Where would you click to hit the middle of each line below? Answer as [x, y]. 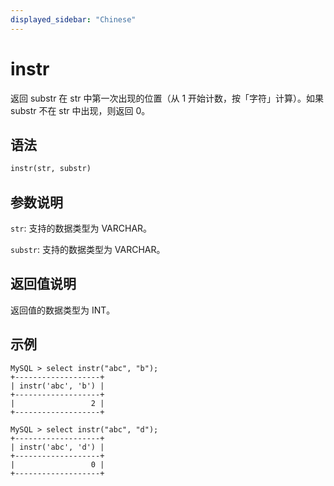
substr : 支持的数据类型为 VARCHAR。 [88, 250]
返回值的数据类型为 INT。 [63, 310]
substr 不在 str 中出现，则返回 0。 [80, 110]
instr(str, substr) [51, 169]
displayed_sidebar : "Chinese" [73, 19]
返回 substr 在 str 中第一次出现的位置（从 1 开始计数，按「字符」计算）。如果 [167, 98]
